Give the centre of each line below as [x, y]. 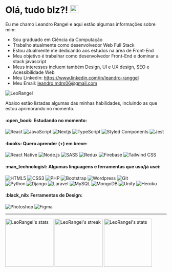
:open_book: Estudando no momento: [46, 120]
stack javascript [29, 61]
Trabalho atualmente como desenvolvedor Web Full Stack [73, 45]
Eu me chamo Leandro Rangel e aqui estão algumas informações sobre [81, 24]
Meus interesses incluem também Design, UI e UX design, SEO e [81, 67]
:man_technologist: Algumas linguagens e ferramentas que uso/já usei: [83, 166]
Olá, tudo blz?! [37, 10]
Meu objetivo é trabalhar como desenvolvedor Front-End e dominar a [85, 56]
